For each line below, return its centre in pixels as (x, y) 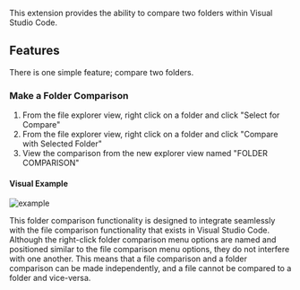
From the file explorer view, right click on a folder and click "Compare (150, 135)
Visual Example (39, 183)
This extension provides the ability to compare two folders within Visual (141, 13)
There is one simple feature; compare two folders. (102, 72)
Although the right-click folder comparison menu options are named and (143, 240)
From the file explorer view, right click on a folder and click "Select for (151, 115)
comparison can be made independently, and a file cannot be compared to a (150, 268)
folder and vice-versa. (50, 278)
